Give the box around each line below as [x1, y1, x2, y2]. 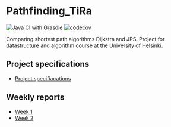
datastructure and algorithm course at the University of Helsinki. [6, 42, 163, 49]
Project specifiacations [14, 75, 71, 82]
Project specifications [6, 59, 90, 69]
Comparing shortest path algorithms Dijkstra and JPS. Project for [6, 35, 165, 42]
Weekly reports [6, 92, 65, 103]
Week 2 [14, 114, 34, 122]
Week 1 [14, 108, 33, 115]
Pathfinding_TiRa [6, 4, 93, 18]
